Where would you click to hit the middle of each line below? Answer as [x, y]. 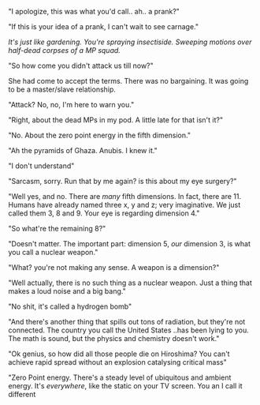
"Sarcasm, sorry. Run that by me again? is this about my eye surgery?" [123, 181]
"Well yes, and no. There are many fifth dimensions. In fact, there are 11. [125, 196]
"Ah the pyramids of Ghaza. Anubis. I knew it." [83, 150]
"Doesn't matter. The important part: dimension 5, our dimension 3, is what [129, 244]
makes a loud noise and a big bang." [67, 291]
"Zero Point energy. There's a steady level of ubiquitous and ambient [120, 377]
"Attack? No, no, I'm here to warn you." [71, 105]
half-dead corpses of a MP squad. [64, 50]
